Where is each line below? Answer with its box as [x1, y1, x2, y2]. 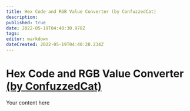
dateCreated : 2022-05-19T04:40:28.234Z [6, 42, 104, 48]
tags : [6, 31, 19, 37]
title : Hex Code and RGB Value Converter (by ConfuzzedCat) [6, 8, 157, 15]
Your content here [6, 99, 50, 106]
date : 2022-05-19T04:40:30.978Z [6, 25, 85, 31]
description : [6, 14, 38, 20]
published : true [6, 19, 46, 25]
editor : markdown [6, 36, 49, 42]
